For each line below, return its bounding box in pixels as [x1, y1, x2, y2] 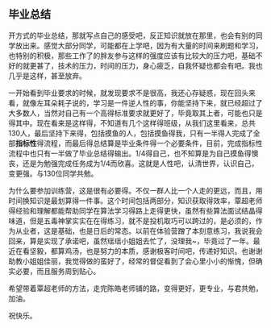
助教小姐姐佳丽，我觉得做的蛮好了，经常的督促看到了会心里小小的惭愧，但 [8, 256, 256, 266]
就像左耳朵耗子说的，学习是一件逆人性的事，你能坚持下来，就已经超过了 [22, 98, 263, 107]
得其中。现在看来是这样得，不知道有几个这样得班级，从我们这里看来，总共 [8, 118, 256, 127]
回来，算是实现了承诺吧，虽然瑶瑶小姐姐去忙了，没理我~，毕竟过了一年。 [8, 236, 254, 246]
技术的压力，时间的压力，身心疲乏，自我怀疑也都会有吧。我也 [57, 60, 263, 70]
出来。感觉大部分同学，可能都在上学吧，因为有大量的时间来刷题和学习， [22, 40, 263, 50]
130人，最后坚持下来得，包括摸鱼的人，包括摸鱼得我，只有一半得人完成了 [8, 128, 254, 138]
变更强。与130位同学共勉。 [8, 168, 98, 178]
